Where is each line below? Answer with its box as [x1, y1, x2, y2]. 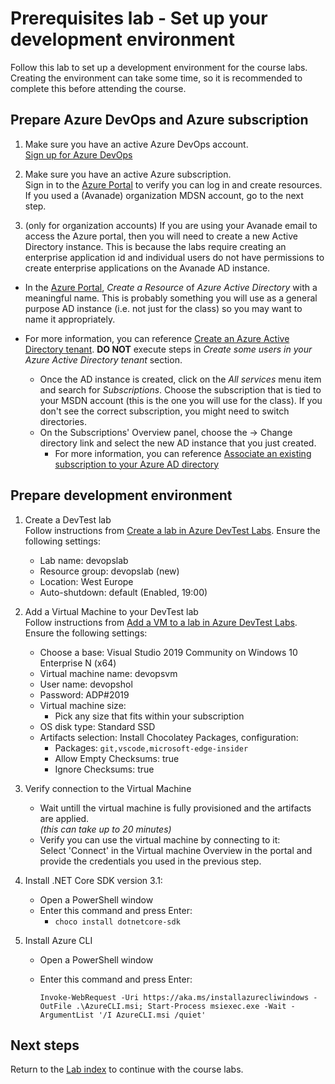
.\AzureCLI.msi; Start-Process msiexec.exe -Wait [75, 1001, 287, 1011]
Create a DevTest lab [24, 513, 112, 526]
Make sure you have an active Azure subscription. [24, 168, 232, 180]
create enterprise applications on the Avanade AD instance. [24, 262, 271, 274]
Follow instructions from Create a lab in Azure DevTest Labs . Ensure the [24, 524, 321, 536]
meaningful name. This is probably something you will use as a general [24, 292, 318, 304]
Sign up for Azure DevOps [24, 148, 133, 161]
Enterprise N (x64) [39, 657, 117, 669]
